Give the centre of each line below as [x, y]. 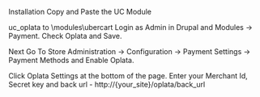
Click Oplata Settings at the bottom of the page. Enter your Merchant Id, [128, 76]
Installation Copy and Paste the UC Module [80, 12]
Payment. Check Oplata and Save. [66, 36]
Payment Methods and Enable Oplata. [71, 60]
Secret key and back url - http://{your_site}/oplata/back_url [107, 84]
